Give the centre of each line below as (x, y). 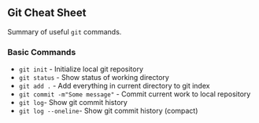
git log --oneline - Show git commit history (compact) (108, 111)
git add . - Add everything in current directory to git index (114, 86)
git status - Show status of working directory (94, 78)
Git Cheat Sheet (47, 13)
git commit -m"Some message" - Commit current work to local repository (135, 94)
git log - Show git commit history (73, 103)
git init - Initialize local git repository (81, 69)
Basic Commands (42, 52)
